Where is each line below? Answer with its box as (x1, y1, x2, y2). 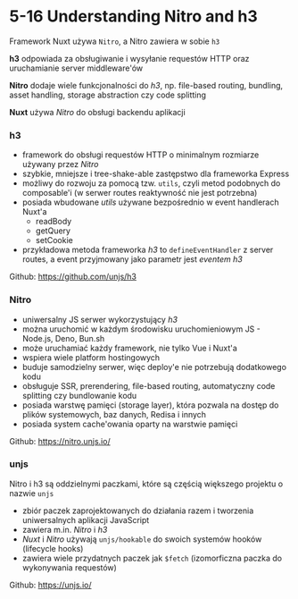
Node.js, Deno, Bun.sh (21, 333, 105, 343)
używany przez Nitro (21, 159, 99, 170)
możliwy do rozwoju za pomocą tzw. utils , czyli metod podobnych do (21, 178, 281, 189)
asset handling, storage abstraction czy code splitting (9, 89, 207, 100)
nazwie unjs (9, 487, 54, 498)
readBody (35, 216, 72, 227)
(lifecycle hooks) (21, 543, 84, 553)
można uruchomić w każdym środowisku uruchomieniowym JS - (21, 324, 261, 334)
